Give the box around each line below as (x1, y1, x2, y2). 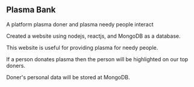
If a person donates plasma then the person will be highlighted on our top (6, 55, 189, 62)
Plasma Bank (6, 5, 56, 15)
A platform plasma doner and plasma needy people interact (6, 20, 154, 28)
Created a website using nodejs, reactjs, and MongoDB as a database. (6, 32, 181, 40)
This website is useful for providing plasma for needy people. (6, 44, 158, 51)
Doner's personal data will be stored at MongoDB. (6, 73, 131, 80)
